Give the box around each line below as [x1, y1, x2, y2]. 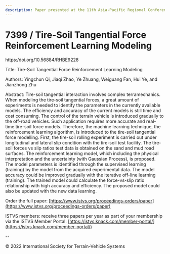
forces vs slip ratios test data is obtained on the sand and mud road [13, 145, 154, 151]
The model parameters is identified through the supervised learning [5, 161, 146, 167]
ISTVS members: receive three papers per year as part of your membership [5, 213, 163, 219]
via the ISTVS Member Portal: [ [5, 218, 70, 224]
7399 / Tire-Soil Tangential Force [5, 29, 147, 40]
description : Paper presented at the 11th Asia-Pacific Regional [5, 7, 146, 13]
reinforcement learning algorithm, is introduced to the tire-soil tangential [5, 129, 156, 135]
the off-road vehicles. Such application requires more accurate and [5, 118, 145, 124]
